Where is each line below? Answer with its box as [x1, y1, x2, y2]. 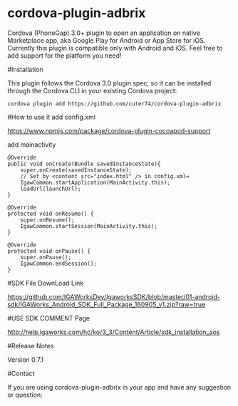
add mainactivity [7, 140, 56, 149]
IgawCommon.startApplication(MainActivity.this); [20, 179, 171, 186]
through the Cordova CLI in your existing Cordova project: [7, 86, 177, 95]
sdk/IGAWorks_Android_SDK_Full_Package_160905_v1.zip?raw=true [7, 300, 206, 308]
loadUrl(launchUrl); [20, 185, 81, 192]
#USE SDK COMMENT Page [7, 313, 90, 322]
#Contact [7, 369, 35, 378]
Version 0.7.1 [7, 355, 44, 364]
